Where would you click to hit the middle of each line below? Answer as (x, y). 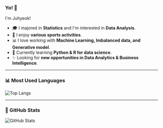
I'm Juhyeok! (18, 18)
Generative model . (31, 48)
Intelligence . (25, 63)
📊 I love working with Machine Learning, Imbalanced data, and (76, 40)
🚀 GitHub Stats (23, 110)
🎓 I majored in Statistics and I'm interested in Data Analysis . (74, 28)
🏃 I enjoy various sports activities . (47, 35)
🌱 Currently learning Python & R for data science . (62, 52)
